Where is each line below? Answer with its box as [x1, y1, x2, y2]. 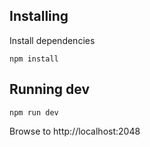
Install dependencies [9, 34, 96, 46]
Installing [9, 8, 69, 25]
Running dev [9, 81, 90, 98]
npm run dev [9, 107, 59, 118]
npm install [9, 54, 59, 64]
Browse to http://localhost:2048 [9, 125, 141, 137]
